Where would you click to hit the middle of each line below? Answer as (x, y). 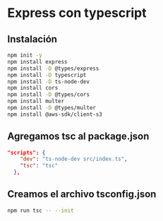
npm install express (38, 61)
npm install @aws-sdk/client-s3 (55, 114)
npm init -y (25, 55)
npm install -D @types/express (53, 68)
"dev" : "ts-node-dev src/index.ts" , (74, 159)
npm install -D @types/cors (49, 95)
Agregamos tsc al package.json (78, 137)
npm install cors (33, 88)
